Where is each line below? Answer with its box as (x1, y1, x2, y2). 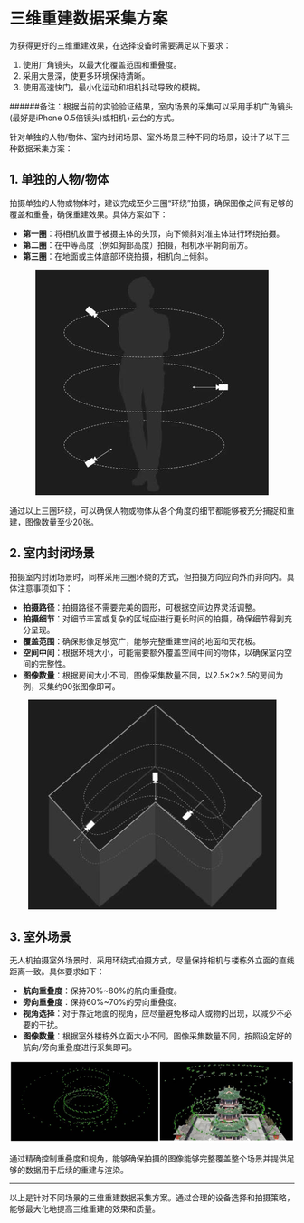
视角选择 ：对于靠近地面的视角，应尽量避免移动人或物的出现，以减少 (22, 1008, 277, 1019)
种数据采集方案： (9, 142, 73, 154)
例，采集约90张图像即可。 (22, 680, 120, 692)
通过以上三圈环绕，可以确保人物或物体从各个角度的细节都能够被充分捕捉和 (9, 505, 287, 516)
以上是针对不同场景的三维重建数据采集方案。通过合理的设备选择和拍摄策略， (9, 1191, 295, 1203)
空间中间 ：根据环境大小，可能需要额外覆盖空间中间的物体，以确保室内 (22, 647, 285, 658)
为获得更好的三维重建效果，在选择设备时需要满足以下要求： (9, 40, 232, 51)
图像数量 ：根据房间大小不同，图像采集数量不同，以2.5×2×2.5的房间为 (22, 669, 284, 680)
